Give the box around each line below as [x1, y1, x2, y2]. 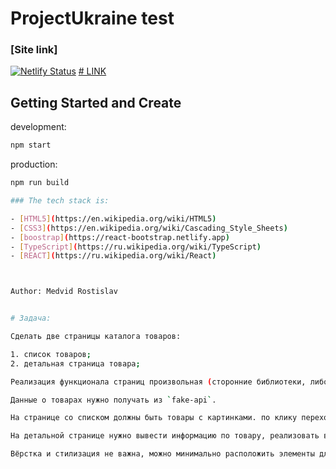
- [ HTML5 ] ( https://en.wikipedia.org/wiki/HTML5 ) [10, 213, 217, 224]
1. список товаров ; [10, 349, 92, 359]
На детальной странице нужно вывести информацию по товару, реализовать [10, 431, 320, 441]
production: [10, 158, 58, 171]
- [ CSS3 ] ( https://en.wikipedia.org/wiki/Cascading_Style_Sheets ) [10, 223, 288, 233]
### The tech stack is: [10, 196, 110, 206]
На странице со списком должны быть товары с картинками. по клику [10, 413, 298, 423]
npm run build [10, 178, 70, 188]
